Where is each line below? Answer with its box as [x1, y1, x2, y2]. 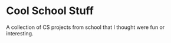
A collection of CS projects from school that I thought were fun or [6, 24, 165, 31]
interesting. [6, 29, 34, 37]
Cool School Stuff [6, 4, 94, 18]
